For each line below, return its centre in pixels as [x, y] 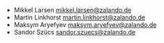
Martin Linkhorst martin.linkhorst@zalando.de [80, 17]
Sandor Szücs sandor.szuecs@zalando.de [75, 32]
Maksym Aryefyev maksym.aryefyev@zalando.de [85, 25]
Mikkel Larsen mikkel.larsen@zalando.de [73, 10]
